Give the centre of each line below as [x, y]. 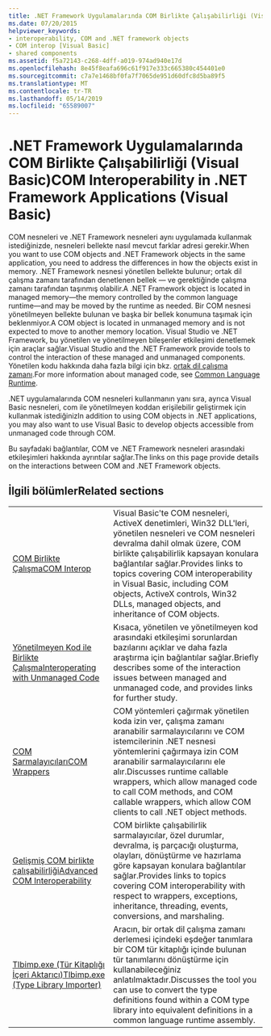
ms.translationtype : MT [48, 83]
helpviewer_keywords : [45, 31]
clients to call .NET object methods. [180, 811]
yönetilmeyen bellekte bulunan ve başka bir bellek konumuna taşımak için [130, 314]
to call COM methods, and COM [173, 791]
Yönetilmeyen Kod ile [52, 647]
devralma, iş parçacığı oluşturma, [176, 845]
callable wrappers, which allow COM [182, 802]
